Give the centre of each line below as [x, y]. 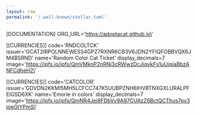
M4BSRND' [20, 58]
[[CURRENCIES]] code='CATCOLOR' [51, 82]
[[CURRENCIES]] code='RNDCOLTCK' [52, 45]
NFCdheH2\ [20, 70]
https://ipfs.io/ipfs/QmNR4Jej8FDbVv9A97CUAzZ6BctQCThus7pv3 [108, 100]
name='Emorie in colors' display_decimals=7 [89, 94]
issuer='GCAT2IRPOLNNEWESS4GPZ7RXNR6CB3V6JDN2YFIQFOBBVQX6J [98, 51]
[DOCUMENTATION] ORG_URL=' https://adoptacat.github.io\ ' [80, 34]
